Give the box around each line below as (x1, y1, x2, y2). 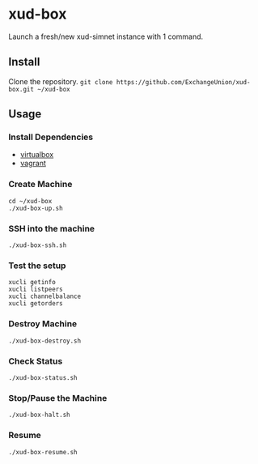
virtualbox (19, 150, 54, 160)
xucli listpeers (8, 285, 63, 294)
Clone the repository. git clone (8, 76, 113, 86)
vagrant (19, 159, 47, 168)
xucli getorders (8, 300, 63, 308)
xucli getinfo (8, 279, 57, 287)
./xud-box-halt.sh (8, 411, 70, 419)
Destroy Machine (8, 318, 78, 330)
